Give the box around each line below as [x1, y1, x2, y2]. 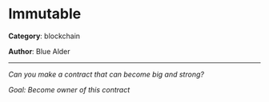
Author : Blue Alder [8, 46, 70, 56]
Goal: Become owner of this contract [8, 84, 130, 94]
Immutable [8, 5, 82, 23]
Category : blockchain [8, 31, 81, 41]
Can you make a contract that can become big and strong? [8, 69, 204, 79]
